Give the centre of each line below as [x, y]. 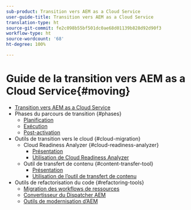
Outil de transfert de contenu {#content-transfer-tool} [88, 164]
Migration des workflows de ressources [71, 188]
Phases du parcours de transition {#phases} [68, 114]
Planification [38, 120]
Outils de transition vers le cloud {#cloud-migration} [78, 138]
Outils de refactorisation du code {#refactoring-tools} [79, 182]
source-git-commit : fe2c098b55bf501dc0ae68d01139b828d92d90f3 [84, 28]
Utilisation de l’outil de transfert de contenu [84, 176]
